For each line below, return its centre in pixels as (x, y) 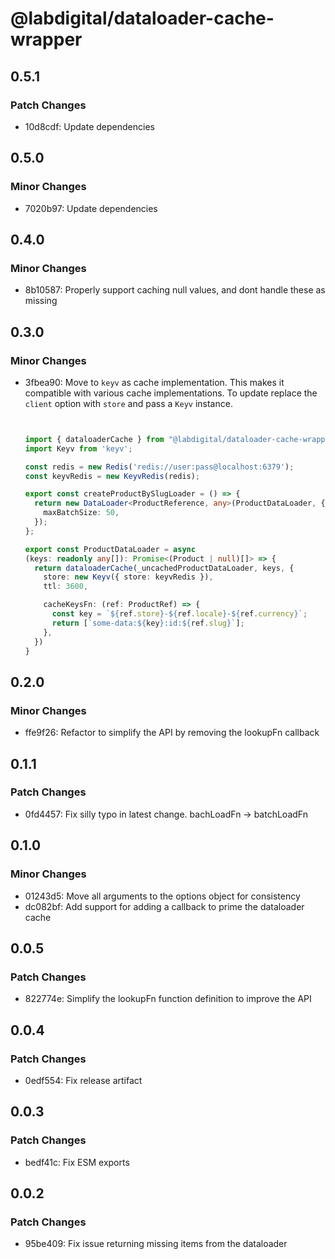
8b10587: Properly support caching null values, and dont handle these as (175, 290)
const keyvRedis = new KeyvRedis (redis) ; (112, 476)
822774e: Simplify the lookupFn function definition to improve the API (168, 999)
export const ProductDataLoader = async (110, 549)
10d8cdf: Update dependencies (89, 126)
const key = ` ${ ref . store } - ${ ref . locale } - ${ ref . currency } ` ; (179, 614)
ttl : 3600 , (66, 587)
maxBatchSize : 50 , (81, 513)
